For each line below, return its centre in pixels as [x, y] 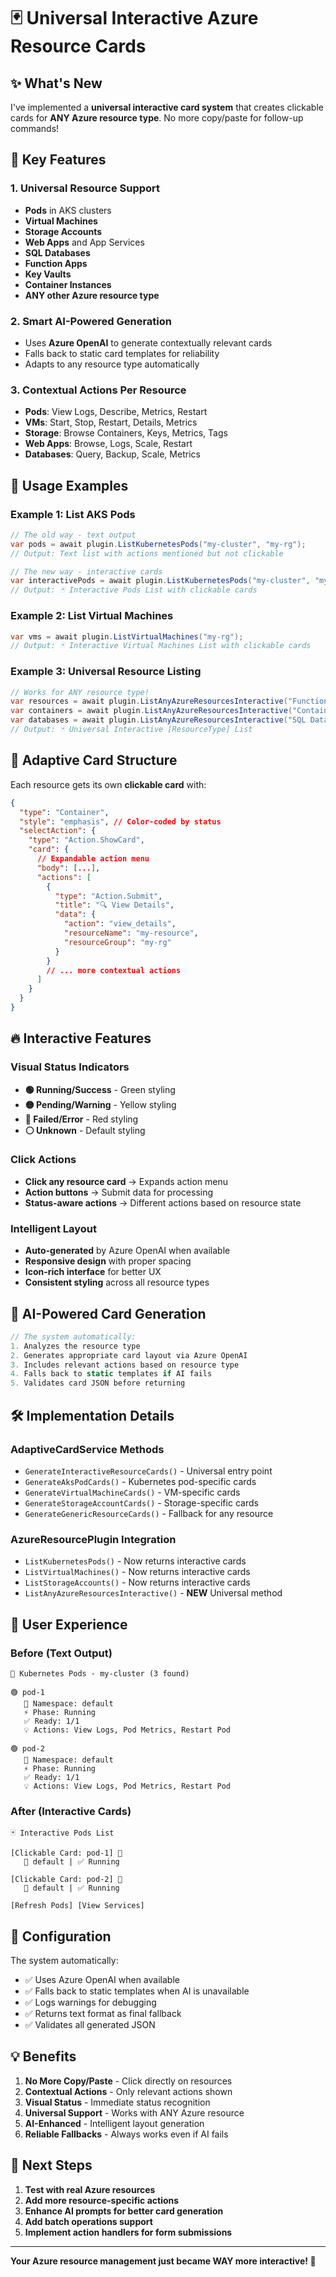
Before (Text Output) [61, 1653]
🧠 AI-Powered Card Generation [108, 1313]
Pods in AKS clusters [68, 210]
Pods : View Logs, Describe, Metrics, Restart [116, 412]
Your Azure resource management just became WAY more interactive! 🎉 [163, 2261]
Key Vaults [48, 274]
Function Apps [56, 263]
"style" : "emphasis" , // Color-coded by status [120, 821]
